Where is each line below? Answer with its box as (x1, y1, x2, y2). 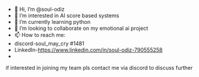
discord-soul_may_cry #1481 (14, 40, 85, 47)
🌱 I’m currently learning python (14, 19, 91, 25)
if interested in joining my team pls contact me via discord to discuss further (5, 64, 193, 71)
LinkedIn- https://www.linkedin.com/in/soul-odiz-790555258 (14, 47, 163, 53)
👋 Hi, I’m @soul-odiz (14, 6, 65, 13)
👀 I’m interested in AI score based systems (14, 12, 120, 19)
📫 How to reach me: (14, 32, 66, 38)
